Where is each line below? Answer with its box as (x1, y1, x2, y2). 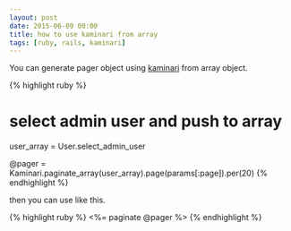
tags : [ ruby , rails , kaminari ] (9, 38, 126, 47)
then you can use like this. (9, 194, 106, 206)
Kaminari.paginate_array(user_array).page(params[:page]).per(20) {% (9, 167, 269, 179)
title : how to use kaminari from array (9, 30, 158, 38)
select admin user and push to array (9, 111, 283, 132)
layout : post (9, 13, 58, 22)
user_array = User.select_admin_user (9, 141, 146, 152)
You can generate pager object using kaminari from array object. (9, 63, 248, 73)
